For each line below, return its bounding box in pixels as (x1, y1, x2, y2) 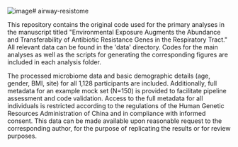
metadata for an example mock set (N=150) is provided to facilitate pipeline (7, 87, 227, 95)
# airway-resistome (32, 7, 89, 15)
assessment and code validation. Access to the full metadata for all (7, 94, 203, 102)
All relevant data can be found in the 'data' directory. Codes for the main (7, 43, 218, 51)
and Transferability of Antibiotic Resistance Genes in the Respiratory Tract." (7, 35, 228, 44)
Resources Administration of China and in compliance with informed (7, 110, 206, 117)
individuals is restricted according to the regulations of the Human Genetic (7, 102, 225, 110)
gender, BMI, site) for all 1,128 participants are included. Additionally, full (7, 79, 217, 88)
